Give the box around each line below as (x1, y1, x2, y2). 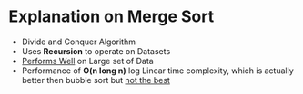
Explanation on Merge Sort (8, 6, 215, 27)
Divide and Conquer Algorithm (21, 36, 136, 47)
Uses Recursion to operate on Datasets (21, 45, 171, 56)
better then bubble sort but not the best (21, 74, 170, 85)
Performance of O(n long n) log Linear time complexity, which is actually (21, 65, 295, 76)
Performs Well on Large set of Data (21, 55, 154, 66)
